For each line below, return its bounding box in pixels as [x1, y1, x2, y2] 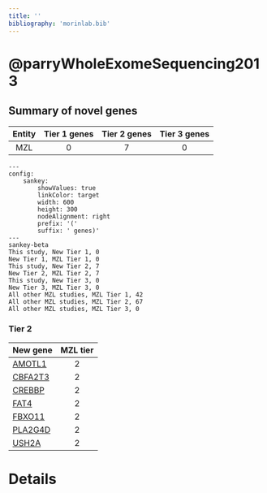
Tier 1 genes [43, 128, 94, 139]
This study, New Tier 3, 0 [8, 276, 100, 284]
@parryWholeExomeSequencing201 [8, 54, 260, 73]
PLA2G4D [12, 424, 51, 435]
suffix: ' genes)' [37, 227, 100, 235]
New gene [12, 344, 53, 356]
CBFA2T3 [12, 371, 50, 383]
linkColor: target [37, 191, 100, 199]
